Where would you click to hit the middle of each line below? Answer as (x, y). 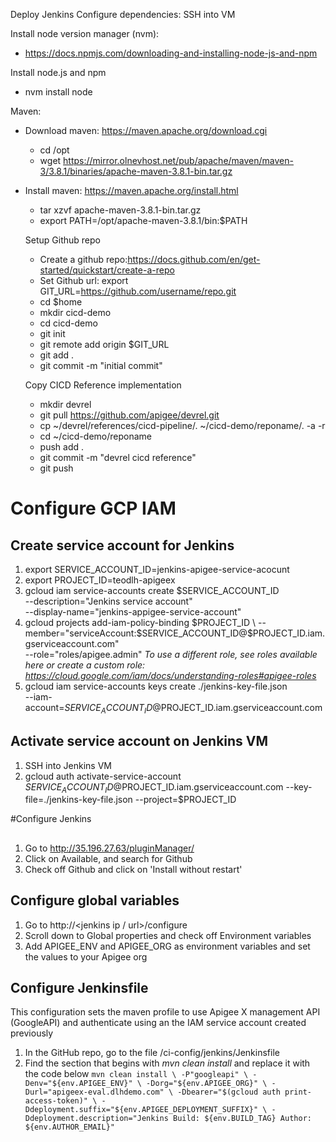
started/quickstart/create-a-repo (107, 270)
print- (298, 1092)
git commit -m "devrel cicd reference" (118, 457)
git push (56, 468)
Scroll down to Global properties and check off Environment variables (168, 935)
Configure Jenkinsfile (79, 988)
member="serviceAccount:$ (83, 633)
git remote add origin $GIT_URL (104, 344)
